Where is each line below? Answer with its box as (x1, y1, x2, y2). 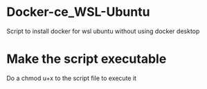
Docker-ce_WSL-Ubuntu (6, 4, 150, 20)
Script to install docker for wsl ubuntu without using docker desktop (6, 27, 200, 35)
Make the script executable (6, 51, 167, 67)
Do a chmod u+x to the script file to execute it (6, 74, 136, 82)
